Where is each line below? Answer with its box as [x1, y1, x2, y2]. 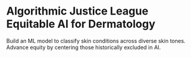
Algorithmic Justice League [6, 4, 149, 18]
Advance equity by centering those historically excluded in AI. [6, 44, 161, 51]
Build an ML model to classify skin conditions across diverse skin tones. [6, 37, 186, 44]
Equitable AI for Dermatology [6, 17, 156, 31]
